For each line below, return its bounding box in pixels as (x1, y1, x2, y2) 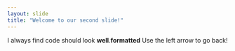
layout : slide (7, 10, 49, 17)
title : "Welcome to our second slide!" (7, 17, 124, 24)
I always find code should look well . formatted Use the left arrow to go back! (7, 36, 228, 44)
